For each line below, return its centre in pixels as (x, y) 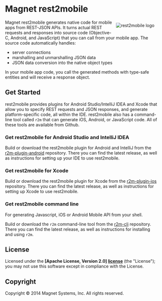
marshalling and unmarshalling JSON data (54, 57)
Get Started (23, 92)
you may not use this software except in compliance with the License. (74, 266)
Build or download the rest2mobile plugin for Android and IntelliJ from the (78, 148)
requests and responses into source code (46, 32)
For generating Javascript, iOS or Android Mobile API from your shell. (74, 215)
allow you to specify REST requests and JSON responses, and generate (76, 109)
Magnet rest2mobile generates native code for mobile (59, 22)
